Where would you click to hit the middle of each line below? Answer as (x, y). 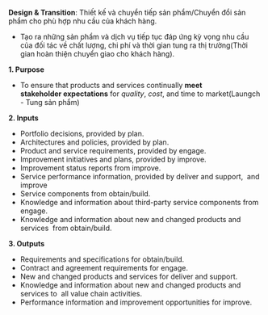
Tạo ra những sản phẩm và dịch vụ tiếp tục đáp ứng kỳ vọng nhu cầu (134, 37)
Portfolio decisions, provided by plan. (82, 134)
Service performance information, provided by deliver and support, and (140, 176)
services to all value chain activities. (81, 294)
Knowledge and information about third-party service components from (139, 202)
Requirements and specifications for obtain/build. (102, 259)
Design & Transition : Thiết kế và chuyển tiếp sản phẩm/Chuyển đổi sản (127, 13)
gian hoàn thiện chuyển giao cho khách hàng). (97, 54)
